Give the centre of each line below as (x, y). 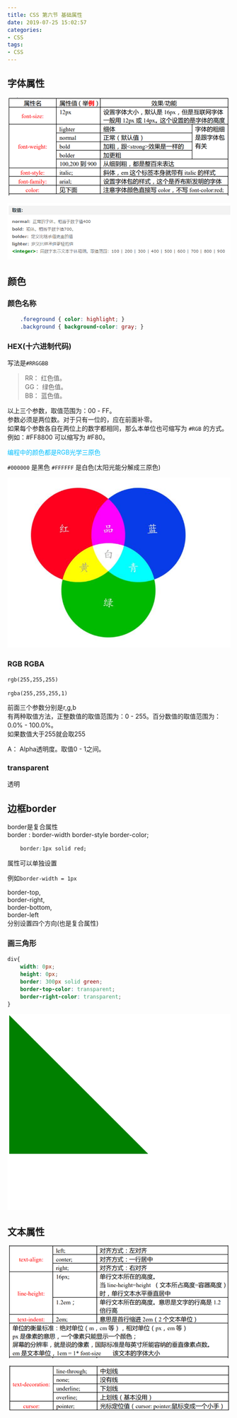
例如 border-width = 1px (42, 878)
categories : (25, 30)
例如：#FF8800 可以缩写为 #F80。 (58, 437)
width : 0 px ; (37, 967)
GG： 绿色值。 (46, 387)
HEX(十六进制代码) (40, 346)
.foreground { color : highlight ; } (73, 319)
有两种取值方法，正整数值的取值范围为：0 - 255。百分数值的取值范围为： (114, 716)
